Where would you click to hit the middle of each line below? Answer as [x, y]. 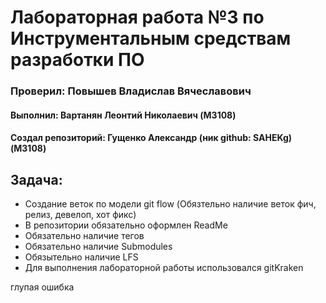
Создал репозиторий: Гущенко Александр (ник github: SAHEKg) [151, 138]
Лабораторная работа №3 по [137, 17]
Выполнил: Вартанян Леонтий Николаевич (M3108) [123, 115]
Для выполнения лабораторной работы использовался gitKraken [164, 268]
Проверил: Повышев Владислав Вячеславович [131, 91]
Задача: [36, 179]
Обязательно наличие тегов [84, 236]
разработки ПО [77, 60]
